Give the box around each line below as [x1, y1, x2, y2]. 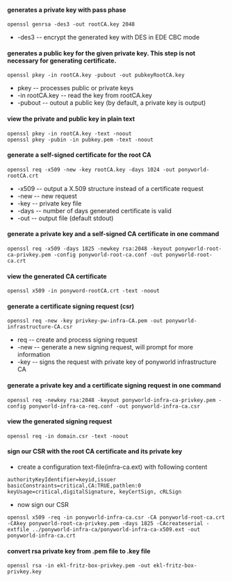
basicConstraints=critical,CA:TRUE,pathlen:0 [7, 483, 141, 490]
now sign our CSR [17, 501, 69, 509]
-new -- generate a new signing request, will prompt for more [17, 343, 193, 351]
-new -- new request [17, 192, 78, 200]
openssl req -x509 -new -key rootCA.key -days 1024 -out [7, 166, 176, 173]
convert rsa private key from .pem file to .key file [7, 547, 151, 555]
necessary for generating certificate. [7, 56, 117, 65]
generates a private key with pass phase [7, 6, 126, 14]
